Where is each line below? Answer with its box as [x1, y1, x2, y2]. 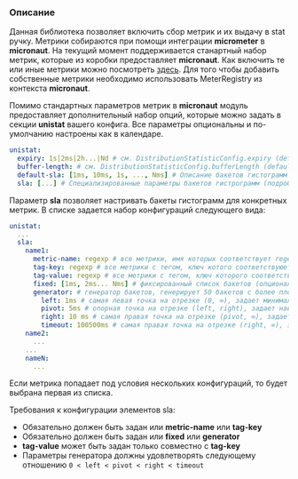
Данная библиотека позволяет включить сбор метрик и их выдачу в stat [9, 27, 286, 37]
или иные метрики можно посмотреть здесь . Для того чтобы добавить [9, 64, 279, 75]
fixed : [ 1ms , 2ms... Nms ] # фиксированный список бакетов [32, 279, 252, 288]
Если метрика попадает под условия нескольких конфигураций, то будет [9, 378, 288, 388]
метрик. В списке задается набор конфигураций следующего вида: [9, 204, 266, 215]
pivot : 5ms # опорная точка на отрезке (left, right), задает [41, 304, 276, 313]
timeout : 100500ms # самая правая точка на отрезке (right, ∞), [41, 321, 284, 330]
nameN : [25, 354, 50, 363]
